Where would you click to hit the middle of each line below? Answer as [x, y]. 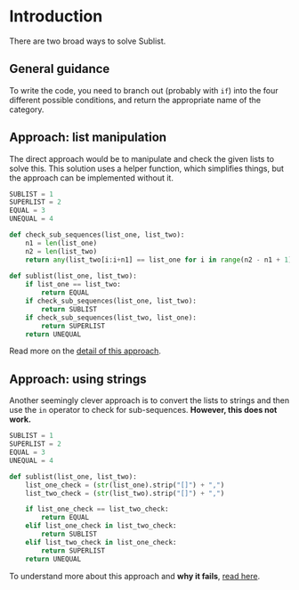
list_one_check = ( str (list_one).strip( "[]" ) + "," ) [125, 485]
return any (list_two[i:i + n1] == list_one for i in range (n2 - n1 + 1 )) [161, 260]
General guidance [60, 69]
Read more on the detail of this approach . [85, 351]
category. [27, 109]
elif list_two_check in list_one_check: [101, 542]
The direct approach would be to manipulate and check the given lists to [141, 158]
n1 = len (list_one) [61, 243]
